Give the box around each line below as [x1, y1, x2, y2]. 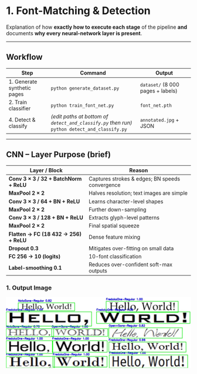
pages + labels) [140, 87, 178, 94]
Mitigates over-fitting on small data [89, 244, 174, 251]
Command [80, 69, 106, 77]
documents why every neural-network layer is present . [6, 29, 142, 36]
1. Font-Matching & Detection [6, 4, 151, 18]
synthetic [8, 84, 31, 91]
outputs [89, 267, 107, 274]
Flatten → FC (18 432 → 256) [8, 230, 82, 237]
